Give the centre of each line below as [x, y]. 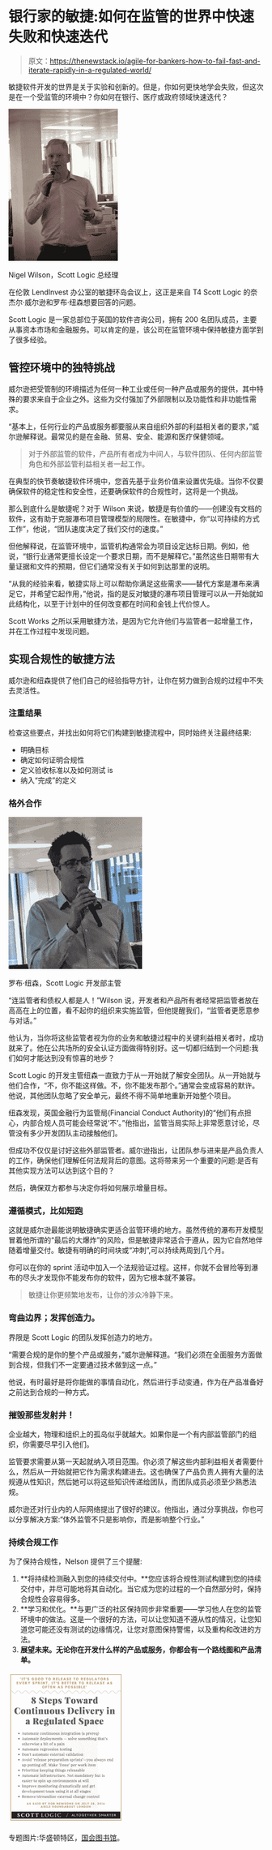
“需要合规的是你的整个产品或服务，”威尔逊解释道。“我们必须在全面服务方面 [132, 1354]
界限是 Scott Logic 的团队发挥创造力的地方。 [83, 1337]
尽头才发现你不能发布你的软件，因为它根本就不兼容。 [111, 1277]
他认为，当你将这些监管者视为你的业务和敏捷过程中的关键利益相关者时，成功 [136, 1038]
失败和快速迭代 [58, 37]
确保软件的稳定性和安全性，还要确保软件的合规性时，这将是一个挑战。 [125, 491]
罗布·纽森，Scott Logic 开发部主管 [65, 983]
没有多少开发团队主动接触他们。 [68, 1133]
